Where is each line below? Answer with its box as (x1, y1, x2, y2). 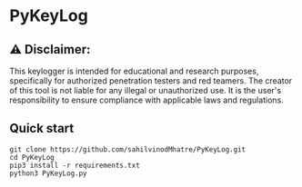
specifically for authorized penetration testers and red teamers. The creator (9, 75, 293, 86)
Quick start (9, 121, 75, 136)
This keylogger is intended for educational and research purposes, (9, 65, 259, 76)
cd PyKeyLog (9, 153, 55, 162)
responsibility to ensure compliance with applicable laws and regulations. (9, 94, 284, 105)
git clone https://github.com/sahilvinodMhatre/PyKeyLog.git (9, 144, 247, 154)
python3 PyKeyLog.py (9, 169, 88, 178)
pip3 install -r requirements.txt (9, 161, 141, 170)
